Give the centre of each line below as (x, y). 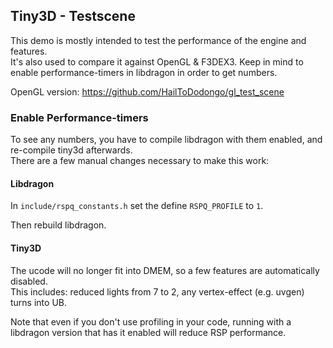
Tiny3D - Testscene (73, 16)
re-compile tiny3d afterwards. (71, 150)
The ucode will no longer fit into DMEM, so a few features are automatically (165, 270)
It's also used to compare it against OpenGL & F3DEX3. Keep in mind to (157, 61)
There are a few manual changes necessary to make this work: (140, 161)
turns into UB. (38, 302)
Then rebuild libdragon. (58, 225)
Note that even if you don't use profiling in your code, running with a (151, 321)
